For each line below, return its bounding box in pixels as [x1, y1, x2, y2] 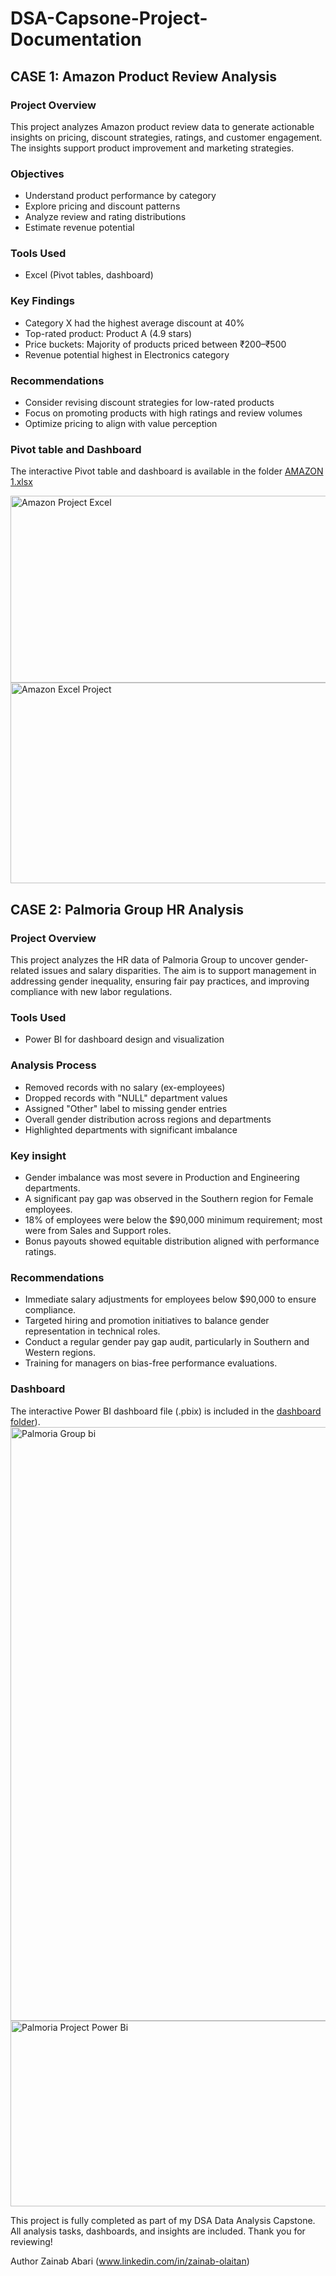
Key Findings [10, 294, 75, 308]
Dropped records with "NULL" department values [24, 1092, 228, 1104]
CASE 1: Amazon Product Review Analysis [10, 68, 277, 85]
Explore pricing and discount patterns [24, 200, 181, 212]
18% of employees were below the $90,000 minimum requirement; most [24, 1213, 323, 1226]
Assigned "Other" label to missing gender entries [24, 1102, 228, 1114]
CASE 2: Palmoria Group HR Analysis [10, 901, 244, 918]
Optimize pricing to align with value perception [24, 418, 218, 430]
